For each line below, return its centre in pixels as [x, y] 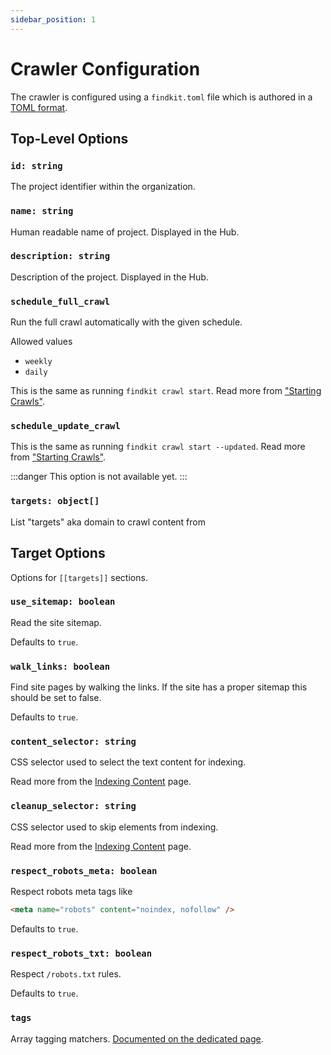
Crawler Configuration [105, 68]
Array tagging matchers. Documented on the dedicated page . [137, 1038]
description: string [60, 256]
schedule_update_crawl [65, 426]
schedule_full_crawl [60, 301]
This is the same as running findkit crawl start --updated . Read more [158, 447]
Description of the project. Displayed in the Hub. [109, 277]
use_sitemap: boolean [63, 602]
